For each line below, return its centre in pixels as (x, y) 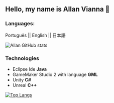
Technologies (22, 58)
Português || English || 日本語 (36, 35)
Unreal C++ (25, 85)
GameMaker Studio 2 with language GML (55, 74)
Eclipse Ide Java (29, 69)
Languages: (20, 24)
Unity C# (22, 80)
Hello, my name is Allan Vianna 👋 (58, 9)
